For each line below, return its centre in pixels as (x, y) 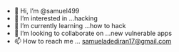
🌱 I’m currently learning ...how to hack (70, 26)
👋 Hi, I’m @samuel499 (47, 11)
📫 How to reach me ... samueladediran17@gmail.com (93, 41)
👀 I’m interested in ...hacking (56, 18)
